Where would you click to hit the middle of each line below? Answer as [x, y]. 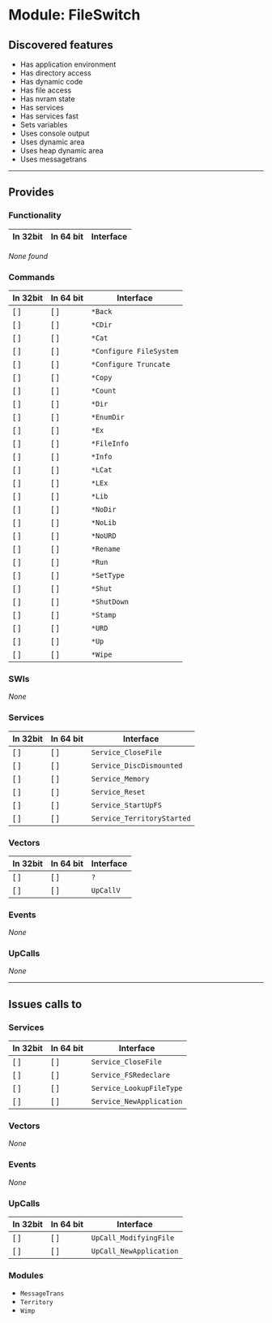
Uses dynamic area [52, 142]
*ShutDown [110, 601]
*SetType [108, 575]
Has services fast [49, 116]
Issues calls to [45, 1004]
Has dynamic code [51, 82]
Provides [31, 192]
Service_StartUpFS [126, 805]
